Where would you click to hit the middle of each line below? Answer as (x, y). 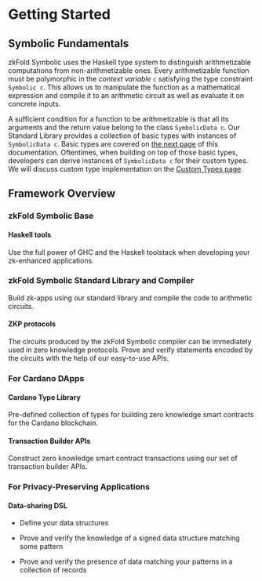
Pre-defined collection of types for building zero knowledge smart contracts (131, 415)
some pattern (41, 547)
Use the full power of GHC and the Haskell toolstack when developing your (129, 252)
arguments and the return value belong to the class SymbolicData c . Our (124, 127)
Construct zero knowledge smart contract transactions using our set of (123, 458)
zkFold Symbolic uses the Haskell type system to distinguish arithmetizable (129, 62)
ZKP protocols (32, 324)
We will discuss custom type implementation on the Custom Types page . (126, 169)
